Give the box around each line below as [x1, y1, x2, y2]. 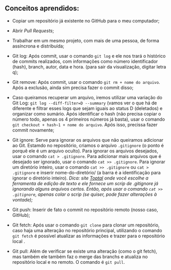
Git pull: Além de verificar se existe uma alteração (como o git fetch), [12, 248, 157, 254]
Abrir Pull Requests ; [12, 28, 54, 34]
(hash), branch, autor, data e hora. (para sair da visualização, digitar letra [12, 63, 166, 70]
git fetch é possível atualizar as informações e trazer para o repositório [12, 233, 165, 239]
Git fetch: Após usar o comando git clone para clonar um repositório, [12, 222, 160, 228]
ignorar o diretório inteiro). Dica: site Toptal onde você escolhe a [12, 175, 149, 181]
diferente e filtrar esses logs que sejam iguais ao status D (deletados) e [12, 105, 163, 111]
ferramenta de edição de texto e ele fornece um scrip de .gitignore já [12, 180, 159, 186]
